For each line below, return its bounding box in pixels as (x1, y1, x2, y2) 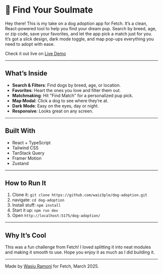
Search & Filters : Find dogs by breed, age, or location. (12, 82, 121, 88)
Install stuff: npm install (12, 202, 61, 208)
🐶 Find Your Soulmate (5, 4, 93, 16)
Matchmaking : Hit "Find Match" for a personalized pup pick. (12, 92, 133, 98)
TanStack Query (12, 150, 45, 156)
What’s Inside (5, 69, 48, 77)
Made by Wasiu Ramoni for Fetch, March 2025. (5, 263, 99, 269)
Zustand (12, 160, 29, 166)
